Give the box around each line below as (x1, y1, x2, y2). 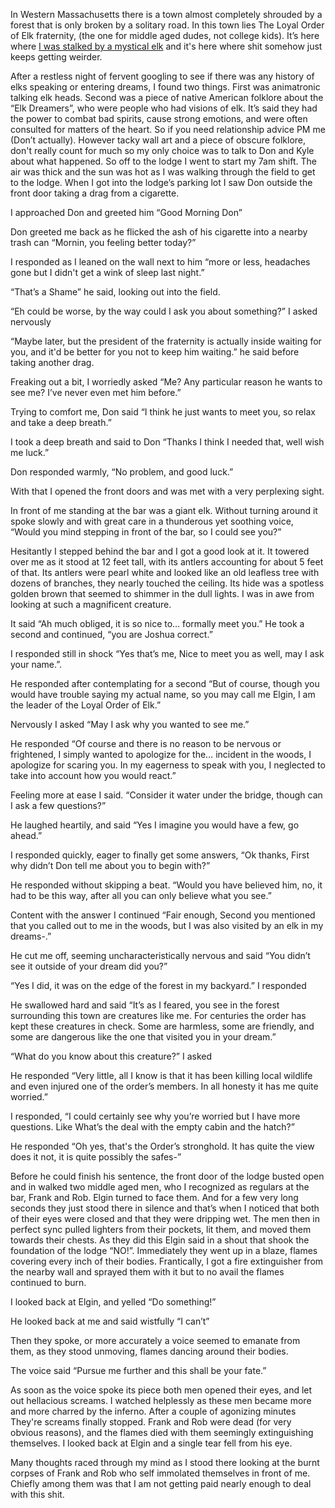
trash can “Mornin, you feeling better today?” (10, 237, 197, 248)
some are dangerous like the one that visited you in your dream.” (10, 1031, 277, 1043)
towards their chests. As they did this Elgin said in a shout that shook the (10, 1234, 310, 1246)
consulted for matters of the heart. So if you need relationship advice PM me (10, 124, 326, 135)
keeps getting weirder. (10, 51, 103, 63)
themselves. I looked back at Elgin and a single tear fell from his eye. (10, 1437, 293, 1449)
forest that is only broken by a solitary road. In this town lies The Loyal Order (10, 19, 325, 31)
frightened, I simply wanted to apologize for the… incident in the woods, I (10, 749, 312, 760)
